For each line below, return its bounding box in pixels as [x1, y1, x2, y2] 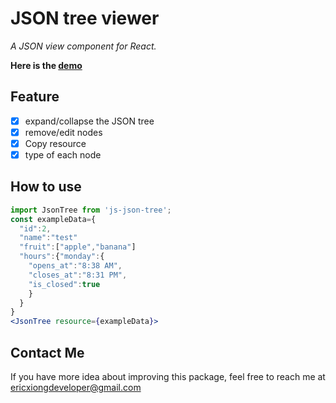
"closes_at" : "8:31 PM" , [28, 270, 128, 280]
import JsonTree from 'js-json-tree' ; [10, 205, 172, 215]
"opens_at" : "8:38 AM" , [28, 261, 123, 271]
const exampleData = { [10, 214, 97, 224]
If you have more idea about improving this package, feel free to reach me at [10, 371, 326, 382]
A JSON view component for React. [10, 40, 157, 52]
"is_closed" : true [28, 279, 101, 289]
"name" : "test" [19, 233, 78, 243]
